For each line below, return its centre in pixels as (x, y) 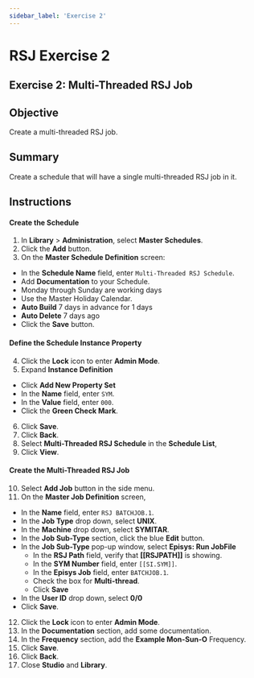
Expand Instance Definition (67, 369)
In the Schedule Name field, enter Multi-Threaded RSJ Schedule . (128, 273)
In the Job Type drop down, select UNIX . (89, 521)
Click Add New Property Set (68, 385)
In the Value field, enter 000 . (67, 402)
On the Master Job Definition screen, (83, 497)
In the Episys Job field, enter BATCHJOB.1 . (101, 572)
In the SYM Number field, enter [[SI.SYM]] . (105, 564)
